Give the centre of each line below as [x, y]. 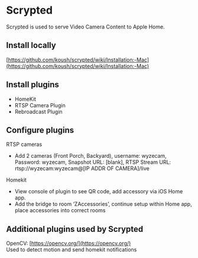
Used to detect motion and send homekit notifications [72, 250]
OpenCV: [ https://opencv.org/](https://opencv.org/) [69, 243]
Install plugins [33, 85]
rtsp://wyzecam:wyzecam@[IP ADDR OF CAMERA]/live [82, 168]
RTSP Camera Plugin [40, 105]
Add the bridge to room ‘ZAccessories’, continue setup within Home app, [103, 204]
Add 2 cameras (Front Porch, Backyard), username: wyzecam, [90, 156]
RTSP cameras [24, 144]
